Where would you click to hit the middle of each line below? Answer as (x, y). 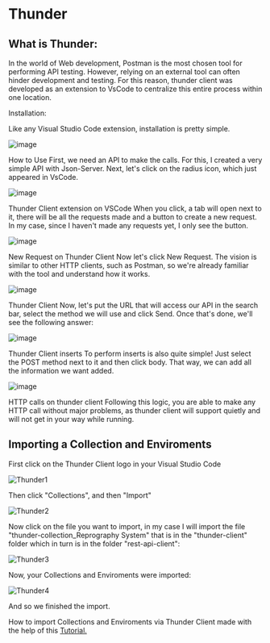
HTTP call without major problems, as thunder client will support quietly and (134, 411)
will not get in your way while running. (71, 419)
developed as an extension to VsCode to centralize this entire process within (135, 89)
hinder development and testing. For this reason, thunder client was (121, 80)
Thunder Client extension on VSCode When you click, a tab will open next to (135, 208)
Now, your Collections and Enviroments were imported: (100, 574)
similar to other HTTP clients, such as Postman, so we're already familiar (129, 265)
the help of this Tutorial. (48, 630)
